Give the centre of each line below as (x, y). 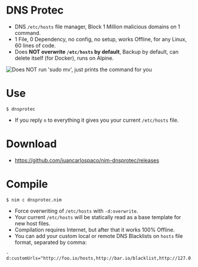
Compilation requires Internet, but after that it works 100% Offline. (95, 229)
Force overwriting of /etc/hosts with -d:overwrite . (76, 211)
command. (28, 32)
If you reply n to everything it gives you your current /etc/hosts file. (97, 120)
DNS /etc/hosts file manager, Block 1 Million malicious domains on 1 (98, 27)
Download (32, 144)
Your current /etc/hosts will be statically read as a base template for (98, 217)
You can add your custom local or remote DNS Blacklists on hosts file (99, 236)
